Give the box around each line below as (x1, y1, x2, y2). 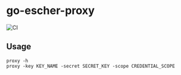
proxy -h (6, 57, 29, 64)
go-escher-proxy (6, 4, 95, 18)
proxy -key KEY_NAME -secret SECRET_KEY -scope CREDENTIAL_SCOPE (6, 63, 175, 69)
